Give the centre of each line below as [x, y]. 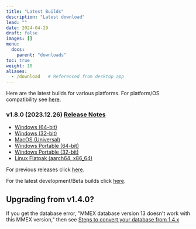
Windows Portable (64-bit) [47, 146]
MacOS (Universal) [37, 140]
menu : [13, 44]
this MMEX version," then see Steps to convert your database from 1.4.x [93, 220]
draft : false [22, 33]
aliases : [17, 71]
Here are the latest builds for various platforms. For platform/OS [83, 93]
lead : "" [17, 22]
